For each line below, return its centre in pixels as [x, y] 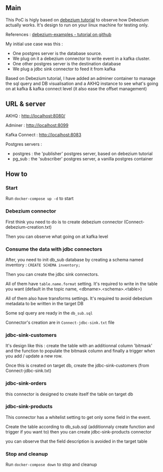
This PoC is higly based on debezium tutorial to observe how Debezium [77, 20]
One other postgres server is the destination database [67, 63]
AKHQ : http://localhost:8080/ [36, 116]
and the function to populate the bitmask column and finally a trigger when [80, 351]
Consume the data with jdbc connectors [54, 249]
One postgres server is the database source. [57, 53]
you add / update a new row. [34, 356]
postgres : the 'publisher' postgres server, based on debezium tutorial [82, 154]
